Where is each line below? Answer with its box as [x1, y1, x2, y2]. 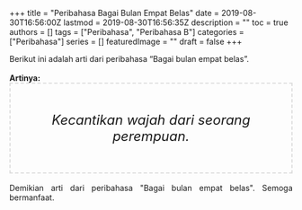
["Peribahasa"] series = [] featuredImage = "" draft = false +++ [9, 36, 243, 47]
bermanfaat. [9, 192, 55, 203]
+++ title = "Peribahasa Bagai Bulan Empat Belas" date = [9, 8, 220, 18]
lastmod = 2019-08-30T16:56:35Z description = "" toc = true [63, 17, 289, 28]
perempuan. [111, 127, 191, 144]
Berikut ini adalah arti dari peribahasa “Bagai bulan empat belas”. [9, 54, 250, 64]
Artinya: [9, 73, 40, 83]
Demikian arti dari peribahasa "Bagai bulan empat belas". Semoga [9, 183, 293, 193]
